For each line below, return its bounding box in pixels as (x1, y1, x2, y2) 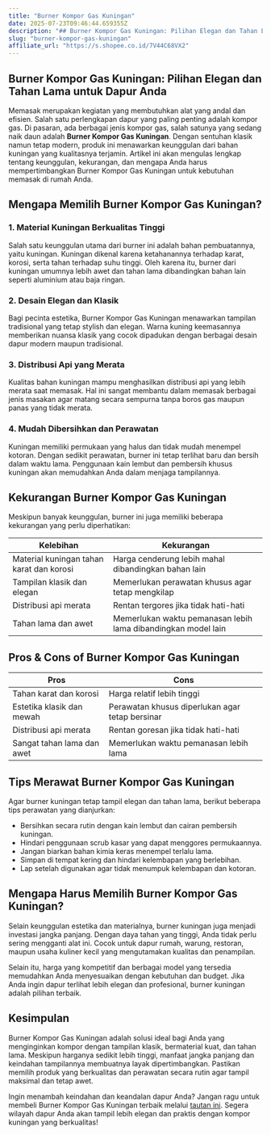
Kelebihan (39, 540, 79, 551)
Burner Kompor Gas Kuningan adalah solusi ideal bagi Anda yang (8, 1032, 225, 1042)
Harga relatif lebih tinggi (108, 688, 200, 699)
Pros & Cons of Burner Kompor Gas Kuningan (8, 651, 240, 664)
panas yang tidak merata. (8, 403, 93, 413)
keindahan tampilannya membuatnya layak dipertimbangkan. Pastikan (8, 1058, 240, 1068)
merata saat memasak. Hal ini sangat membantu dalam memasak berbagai (8, 386, 256, 396)
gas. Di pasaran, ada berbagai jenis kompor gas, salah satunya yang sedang (8, 123, 262, 132)
